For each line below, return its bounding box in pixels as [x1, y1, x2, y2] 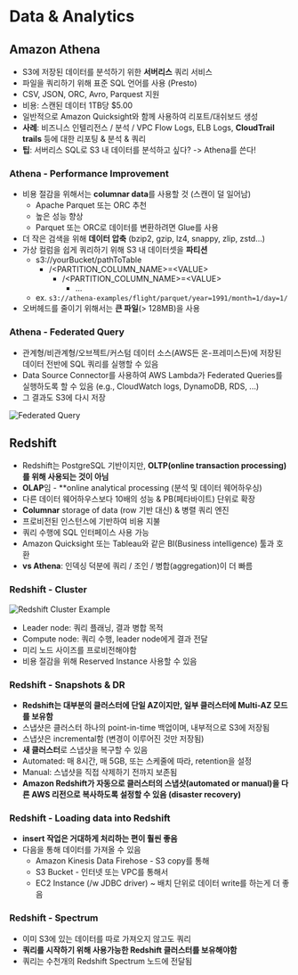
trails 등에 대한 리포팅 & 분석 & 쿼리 [21, 134, 147, 144]
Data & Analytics [9, 6, 135, 27]
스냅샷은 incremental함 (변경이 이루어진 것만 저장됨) [21, 733, 205, 744]
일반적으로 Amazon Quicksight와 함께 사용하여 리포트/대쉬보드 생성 [21, 112, 259, 121]
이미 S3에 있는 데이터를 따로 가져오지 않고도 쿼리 [21, 933, 191, 944]
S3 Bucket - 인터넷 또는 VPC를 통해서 [35, 867, 169, 878]
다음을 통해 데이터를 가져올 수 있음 [21, 845, 141, 855]
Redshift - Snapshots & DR [9, 678, 126, 690]
